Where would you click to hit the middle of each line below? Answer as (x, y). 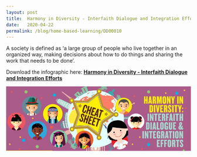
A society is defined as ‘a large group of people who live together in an (91, 48)
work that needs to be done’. (40, 61)
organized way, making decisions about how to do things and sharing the (94, 54)
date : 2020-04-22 (30, 25)
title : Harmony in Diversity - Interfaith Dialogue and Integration (93, 18)
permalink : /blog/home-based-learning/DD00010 (64, 31)
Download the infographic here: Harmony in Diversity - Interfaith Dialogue (97, 72)
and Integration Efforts (34, 78)
